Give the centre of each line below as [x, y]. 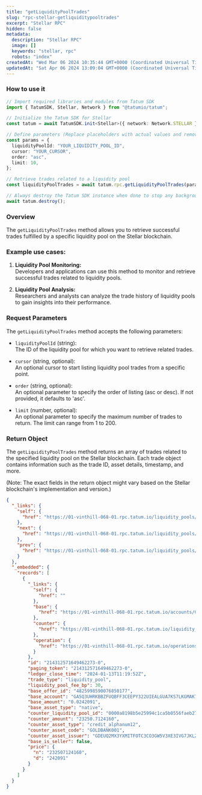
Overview [21, 217]
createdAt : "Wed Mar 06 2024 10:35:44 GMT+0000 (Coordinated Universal [98, 62]
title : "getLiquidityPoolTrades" [48, 12]
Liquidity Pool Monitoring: [48, 265]
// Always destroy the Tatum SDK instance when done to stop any [90, 196]
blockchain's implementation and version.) [59, 489]
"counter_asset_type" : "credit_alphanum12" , [84, 724]
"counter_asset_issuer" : [59, 736]
